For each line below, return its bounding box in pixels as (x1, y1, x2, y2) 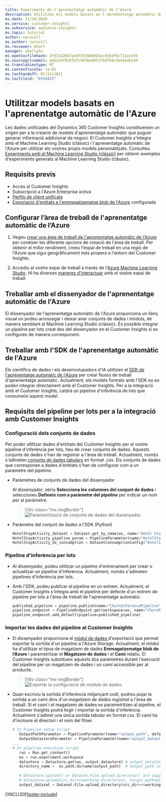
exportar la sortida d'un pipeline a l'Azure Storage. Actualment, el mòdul (12, 641, 159, 647)
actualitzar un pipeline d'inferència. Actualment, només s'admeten (12, 568, 147, 574)
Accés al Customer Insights (12, 183, 69, 189)
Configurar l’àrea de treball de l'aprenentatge (5, 213, 147, 222)
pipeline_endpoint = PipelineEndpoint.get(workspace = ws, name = (12, 608, 146, 613)
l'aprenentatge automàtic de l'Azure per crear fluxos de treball (5, 372, 132, 378)
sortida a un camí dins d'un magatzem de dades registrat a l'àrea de (12, 697, 152, 703)
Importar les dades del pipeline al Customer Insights (5, 624, 133, 631)
